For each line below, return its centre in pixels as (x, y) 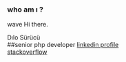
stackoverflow (27, 52)
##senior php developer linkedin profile (63, 45)
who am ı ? (25, 10)
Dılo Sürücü (24, 37)
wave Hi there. (28, 25)
